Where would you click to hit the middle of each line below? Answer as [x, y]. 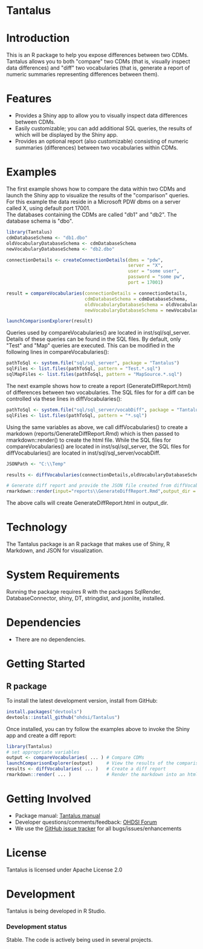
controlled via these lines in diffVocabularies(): [64, 399]
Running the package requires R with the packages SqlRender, [84, 592]
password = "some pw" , [156, 277]
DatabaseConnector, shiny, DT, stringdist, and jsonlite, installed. [85, 598]
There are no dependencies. [50, 639]
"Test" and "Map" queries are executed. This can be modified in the [91, 346]
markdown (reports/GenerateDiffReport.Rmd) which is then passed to [93, 433]
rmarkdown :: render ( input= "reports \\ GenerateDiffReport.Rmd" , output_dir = [101, 491]
